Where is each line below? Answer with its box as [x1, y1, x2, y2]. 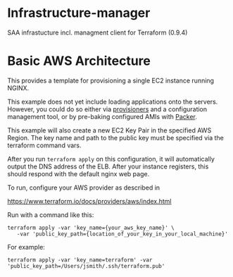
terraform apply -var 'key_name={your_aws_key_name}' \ [7, 224, 175, 231]
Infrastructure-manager [7, 5, 151, 21]
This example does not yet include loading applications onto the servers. [7, 97, 218, 106]
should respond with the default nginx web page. [7, 169, 150, 178]
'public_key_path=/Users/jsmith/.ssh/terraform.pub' [7, 262, 165, 269]
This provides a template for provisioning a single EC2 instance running [7, 76, 215, 85]
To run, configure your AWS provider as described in [7, 183, 160, 192]
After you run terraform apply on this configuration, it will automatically [7, 154, 215, 163]
